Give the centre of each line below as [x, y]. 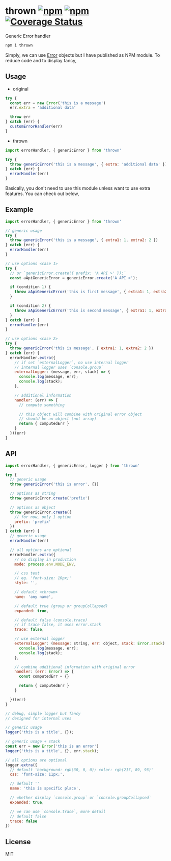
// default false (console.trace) [51, 620]
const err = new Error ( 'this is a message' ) [58, 103]
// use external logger [40, 639]
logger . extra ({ [21, 765]
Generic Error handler [28, 36]
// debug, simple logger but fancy [43, 713]
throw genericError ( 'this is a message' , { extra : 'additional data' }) [89, 164]
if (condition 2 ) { [31, 306]
